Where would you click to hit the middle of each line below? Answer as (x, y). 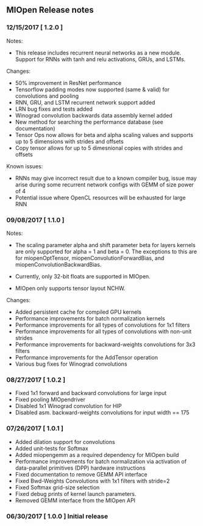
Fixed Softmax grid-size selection (57, 487)
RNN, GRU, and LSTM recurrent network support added (85, 102)
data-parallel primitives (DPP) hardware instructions (80, 468)
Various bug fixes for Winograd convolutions (71, 364)
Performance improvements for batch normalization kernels (90, 318)
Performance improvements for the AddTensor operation (87, 357)
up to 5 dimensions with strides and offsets (69, 141)
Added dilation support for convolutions (65, 442)
